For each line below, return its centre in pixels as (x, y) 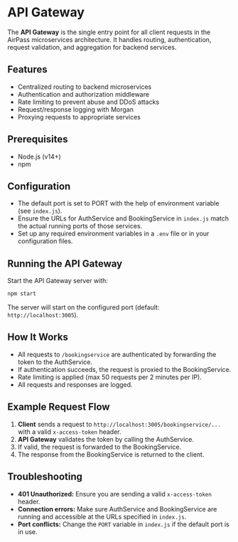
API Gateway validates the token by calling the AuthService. (106, 439)
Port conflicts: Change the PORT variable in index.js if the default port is (123, 524)
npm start (22, 294)
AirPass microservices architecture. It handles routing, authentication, (109, 39)
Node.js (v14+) (39, 156)
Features (27, 69)
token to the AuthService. (55, 362)
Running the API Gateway (65, 264)
